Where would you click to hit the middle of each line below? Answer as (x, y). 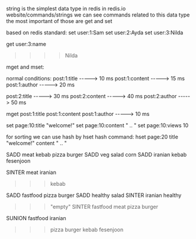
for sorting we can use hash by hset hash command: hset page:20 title (92, 137)
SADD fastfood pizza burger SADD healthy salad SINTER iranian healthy (94, 195)
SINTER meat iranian (31, 172)
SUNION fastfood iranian (36, 218)
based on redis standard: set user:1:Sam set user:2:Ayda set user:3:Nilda (95, 33)
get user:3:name (26, 44)
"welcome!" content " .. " (36, 143)
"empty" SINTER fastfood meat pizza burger (104, 207)
